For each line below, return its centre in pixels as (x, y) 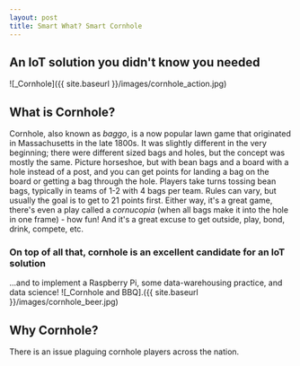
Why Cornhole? (54, 330)
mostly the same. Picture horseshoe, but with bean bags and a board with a (149, 162)
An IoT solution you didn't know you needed (135, 62)
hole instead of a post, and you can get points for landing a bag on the (139, 172)
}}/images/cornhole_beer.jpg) (64, 302)
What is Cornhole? (62, 112)
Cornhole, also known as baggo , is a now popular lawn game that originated (150, 134)
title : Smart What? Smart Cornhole (76, 26)
